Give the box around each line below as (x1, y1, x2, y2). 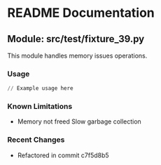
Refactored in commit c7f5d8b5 (17, 151, 110, 159)
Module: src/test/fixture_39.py (7, 33, 145, 45)
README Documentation (7, 5, 155, 21)
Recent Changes (7, 135, 65, 145)
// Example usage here (7, 85, 73, 92)
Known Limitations (7, 102, 73, 112)
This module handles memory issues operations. (7, 51, 148, 60)
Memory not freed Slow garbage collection (17, 117, 141, 126)
